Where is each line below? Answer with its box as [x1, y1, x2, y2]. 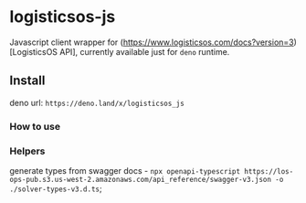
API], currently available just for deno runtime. [58, 46, 230, 57]
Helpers [9, 144, 46, 157]
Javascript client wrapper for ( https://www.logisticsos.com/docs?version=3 [9, 37, 294, 48]
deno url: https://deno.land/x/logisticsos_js [9, 97, 185, 108]
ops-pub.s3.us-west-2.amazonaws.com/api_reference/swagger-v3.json [9, 175, 272, 184]
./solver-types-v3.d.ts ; [9, 183, 102, 194]
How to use [9, 120, 61, 133]
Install [9, 73, 46, 89]
